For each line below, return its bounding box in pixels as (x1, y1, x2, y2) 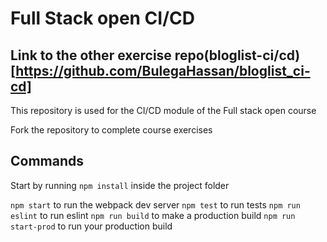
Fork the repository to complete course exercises (10, 124, 213, 136)
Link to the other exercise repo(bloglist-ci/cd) (10, 47, 301, 64)
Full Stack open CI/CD (10, 7, 195, 30)
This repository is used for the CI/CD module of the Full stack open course (10, 105, 317, 116)
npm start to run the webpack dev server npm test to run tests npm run (10, 198, 301, 211)
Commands (10, 153, 85, 170)
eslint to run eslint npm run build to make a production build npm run (10, 209, 296, 221)
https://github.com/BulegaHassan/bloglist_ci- (15, 62, 311, 79)
